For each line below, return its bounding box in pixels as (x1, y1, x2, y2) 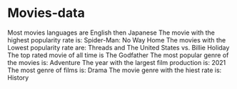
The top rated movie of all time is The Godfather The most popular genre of (7, 51, 229, 59)
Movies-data (7, 5, 86, 21)
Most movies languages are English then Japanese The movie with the (7, 28, 216, 37)
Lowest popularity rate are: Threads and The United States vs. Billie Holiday (7, 43, 230, 52)
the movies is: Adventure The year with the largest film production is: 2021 (7, 58, 226, 66)
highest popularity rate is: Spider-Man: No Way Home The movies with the (7, 35, 226, 44)
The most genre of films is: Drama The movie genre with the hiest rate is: (7, 66, 222, 74)
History (7, 73, 29, 82)
